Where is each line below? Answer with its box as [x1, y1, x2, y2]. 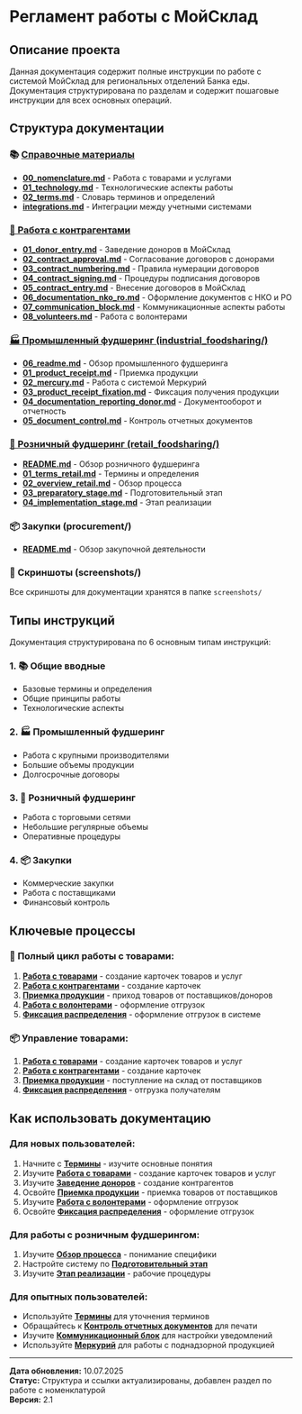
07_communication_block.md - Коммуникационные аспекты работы [22, 301, 286, 312]
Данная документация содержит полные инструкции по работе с [9, 66, 262, 77]
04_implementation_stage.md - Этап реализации [22, 497, 212, 507]
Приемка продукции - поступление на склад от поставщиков [22, 1075, 262, 1086]
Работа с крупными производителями [22, 750, 169, 761]
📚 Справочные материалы [9, 149, 135, 161]
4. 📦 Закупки [9, 853, 72, 866]
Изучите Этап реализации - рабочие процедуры [22, 1268, 211, 1279]
